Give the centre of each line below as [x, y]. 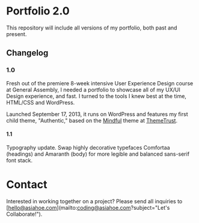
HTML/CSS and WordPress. [41, 102]
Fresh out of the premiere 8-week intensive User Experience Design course [100, 83]
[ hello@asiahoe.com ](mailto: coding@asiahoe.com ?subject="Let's [88, 207]
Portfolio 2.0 [38, 11]
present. [17, 34]
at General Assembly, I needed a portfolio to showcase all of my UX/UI [93, 90]
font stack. [20, 160]
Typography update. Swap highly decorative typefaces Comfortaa [88, 147]
